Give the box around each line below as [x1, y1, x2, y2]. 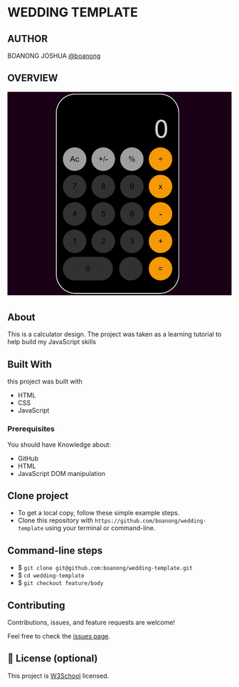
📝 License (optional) [7, 653, 98, 665]
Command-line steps [7, 544, 103, 557]
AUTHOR [7, 33, 48, 45]
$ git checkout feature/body [17, 579, 104, 587]
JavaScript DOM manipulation [17, 469, 105, 477]
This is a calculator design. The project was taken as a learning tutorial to [7, 330, 222, 339]
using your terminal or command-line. [45, 524, 156, 532]
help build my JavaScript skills [7, 338, 97, 346]
